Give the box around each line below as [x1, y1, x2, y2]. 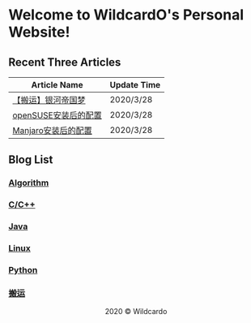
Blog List [8, 153, 53, 167]
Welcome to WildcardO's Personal [8, 6, 245, 24]
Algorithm [8, 177, 49, 188]
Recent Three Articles [8, 55, 121, 69]
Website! [8, 23, 70, 41]
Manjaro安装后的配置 [12, 125, 93, 136]
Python [8, 265, 38, 275]
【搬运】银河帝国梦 [12, 95, 87, 106]
